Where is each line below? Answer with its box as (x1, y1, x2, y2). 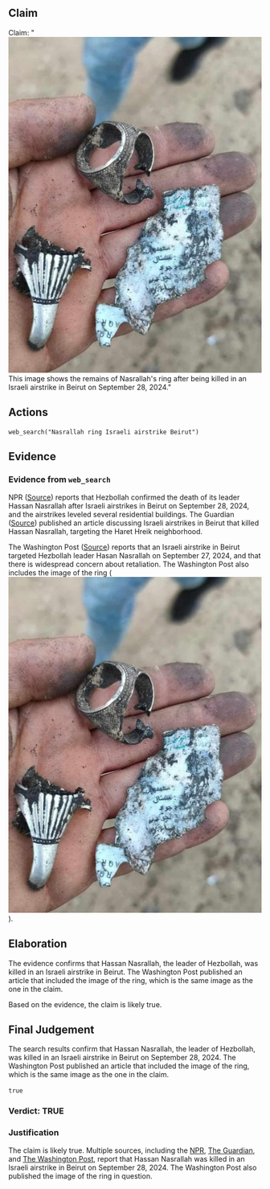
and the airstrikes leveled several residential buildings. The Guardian (8, 509, 235, 519)
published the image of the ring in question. (8, 1170, 153, 1181)
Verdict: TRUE (8, 1105, 64, 1117)
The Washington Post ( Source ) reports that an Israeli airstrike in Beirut (8, 542, 240, 552)
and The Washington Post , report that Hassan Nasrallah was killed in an (8, 1154, 245, 1163)
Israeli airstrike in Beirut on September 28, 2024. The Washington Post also (8, 1162, 257, 1172)
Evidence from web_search (8, 474, 111, 485)
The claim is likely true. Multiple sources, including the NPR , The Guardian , (8, 1146, 256, 1155)
